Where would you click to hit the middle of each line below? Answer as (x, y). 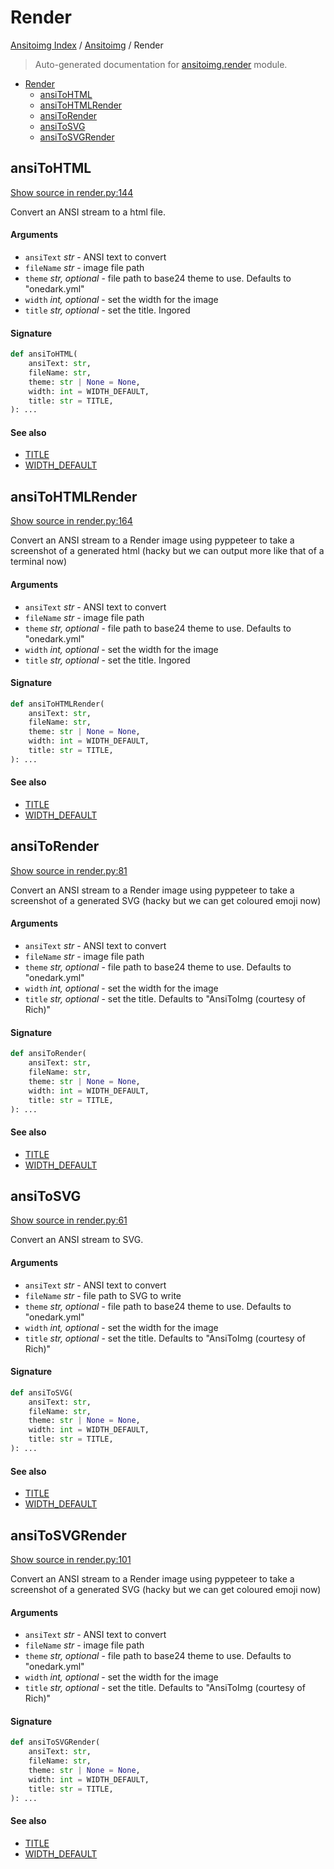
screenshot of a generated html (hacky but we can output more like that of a (167, 551)
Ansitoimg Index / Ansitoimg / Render (87, 45)
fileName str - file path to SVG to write (103, 1295)
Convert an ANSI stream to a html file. (88, 212)
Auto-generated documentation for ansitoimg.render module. (161, 64)
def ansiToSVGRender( (55, 1742)
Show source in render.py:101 (71, 1559)
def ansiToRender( (48, 1054)
